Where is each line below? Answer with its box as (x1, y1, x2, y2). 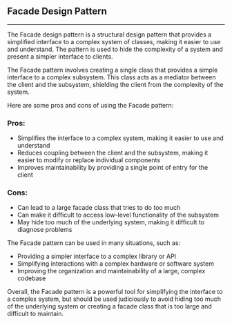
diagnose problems (17, 226, 72, 234)
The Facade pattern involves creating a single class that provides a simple (7, 66, 218, 74)
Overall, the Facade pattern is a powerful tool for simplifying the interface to (7, 288, 223, 296)
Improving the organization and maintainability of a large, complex (17, 267, 206, 275)
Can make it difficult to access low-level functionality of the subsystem (17, 211, 220, 219)
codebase (17, 274, 46, 282)
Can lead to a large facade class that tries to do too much (17, 204, 181, 212)
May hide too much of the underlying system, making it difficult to (17, 218, 205, 226)
